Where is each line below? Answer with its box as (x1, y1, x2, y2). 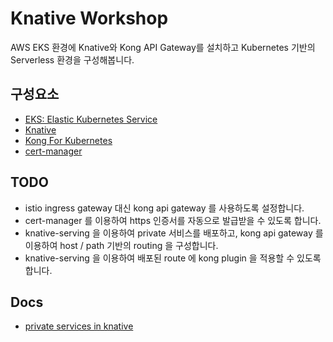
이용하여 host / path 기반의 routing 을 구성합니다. (24, 239, 219, 251)
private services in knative (24, 320, 134, 332)
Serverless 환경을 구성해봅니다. (10, 53, 135, 66)
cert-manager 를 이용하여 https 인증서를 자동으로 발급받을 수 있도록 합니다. (24, 214, 322, 226)
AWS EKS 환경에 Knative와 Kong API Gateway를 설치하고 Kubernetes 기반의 (10, 41, 316, 53)
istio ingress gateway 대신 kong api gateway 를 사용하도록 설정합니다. (24, 202, 305, 214)
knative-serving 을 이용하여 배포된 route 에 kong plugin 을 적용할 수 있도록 (24, 252, 322, 264)
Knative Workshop (10, 7, 169, 30)
